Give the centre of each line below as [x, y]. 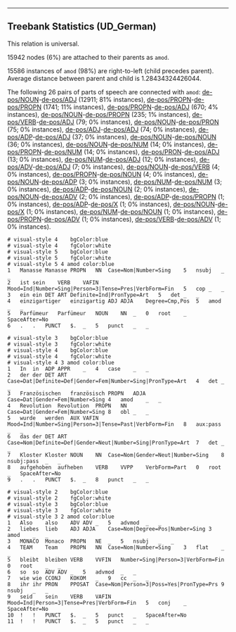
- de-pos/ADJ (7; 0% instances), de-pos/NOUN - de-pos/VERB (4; [126, 167]
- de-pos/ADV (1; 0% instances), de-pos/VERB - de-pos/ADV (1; [131, 219]
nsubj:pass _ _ [34, 461]
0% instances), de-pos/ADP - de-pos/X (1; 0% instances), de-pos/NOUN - [113, 204]
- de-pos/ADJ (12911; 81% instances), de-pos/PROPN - [116, 99]
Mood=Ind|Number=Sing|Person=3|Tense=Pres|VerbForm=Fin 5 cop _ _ [116, 289]
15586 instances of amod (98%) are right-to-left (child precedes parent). [111, 70]
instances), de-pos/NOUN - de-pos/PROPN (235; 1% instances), [99, 114]
